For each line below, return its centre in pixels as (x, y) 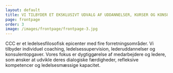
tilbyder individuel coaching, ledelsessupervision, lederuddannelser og (80, 49)
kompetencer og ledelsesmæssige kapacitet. (53, 65)
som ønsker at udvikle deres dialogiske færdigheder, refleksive (72, 60)
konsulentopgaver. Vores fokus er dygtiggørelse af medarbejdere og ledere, (86, 55)
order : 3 (15, 24)
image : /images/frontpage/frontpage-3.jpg (51, 29)
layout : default (23, 10)
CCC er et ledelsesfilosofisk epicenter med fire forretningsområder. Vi (80, 43)
